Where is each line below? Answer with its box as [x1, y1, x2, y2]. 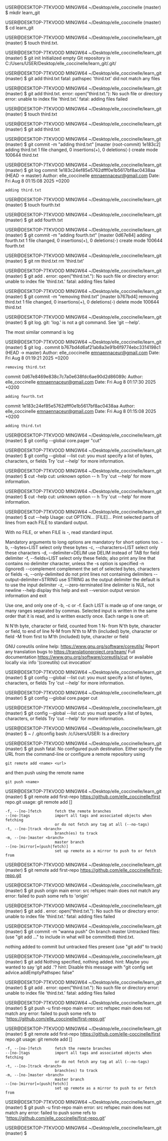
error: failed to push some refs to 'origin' [5, 893, 89, 899]
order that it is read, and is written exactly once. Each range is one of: [5, 613, 149, 619]
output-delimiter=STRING [5, 577, 58, 582]
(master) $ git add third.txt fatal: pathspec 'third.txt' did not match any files [5, 76, 160, 81]
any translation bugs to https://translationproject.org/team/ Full [5, 649, 136, 654]
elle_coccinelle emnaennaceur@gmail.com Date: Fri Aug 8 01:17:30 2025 [5, 379, 156, 385]
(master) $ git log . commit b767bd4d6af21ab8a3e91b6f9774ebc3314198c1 [5, 344, 161, 350]
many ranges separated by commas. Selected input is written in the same [5, 608, 157, 614]
